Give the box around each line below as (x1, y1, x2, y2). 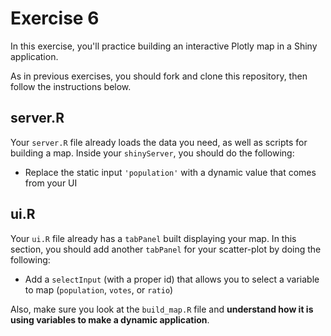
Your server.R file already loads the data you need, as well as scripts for (10, 136, 308, 148)
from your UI (24, 177, 78, 189)
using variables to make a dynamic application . (10, 313, 210, 326)
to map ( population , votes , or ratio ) (24, 283, 174, 296)
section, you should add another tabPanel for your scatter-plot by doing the (10, 243, 322, 255)
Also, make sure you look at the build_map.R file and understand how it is (10, 303, 314, 315)
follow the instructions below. (10, 80, 132, 92)
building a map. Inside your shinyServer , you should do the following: (10, 147, 295, 159)
